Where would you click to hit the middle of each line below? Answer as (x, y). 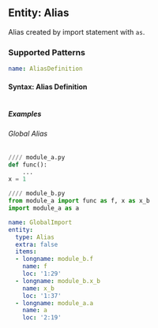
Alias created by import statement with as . (77, 32)
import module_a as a (44, 208)
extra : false (37, 244)
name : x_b (39, 288)
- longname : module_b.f (54, 259)
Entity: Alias (39, 13)
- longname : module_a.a (54, 303)
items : (26, 252)
